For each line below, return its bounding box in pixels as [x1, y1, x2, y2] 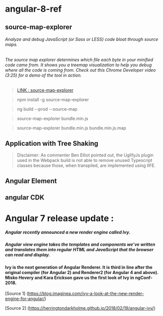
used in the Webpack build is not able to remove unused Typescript [17, 158, 152, 163]
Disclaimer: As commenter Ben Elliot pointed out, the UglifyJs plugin [17, 152, 154, 158]
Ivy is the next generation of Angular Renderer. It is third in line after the [5, 264, 153, 270]
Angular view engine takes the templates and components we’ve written [5, 241, 156, 247]
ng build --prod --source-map [17, 106, 78, 112]
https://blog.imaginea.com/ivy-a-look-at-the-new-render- [28, 291, 145, 296]
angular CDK [5, 193, 45, 201]
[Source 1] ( [5, 291, 28, 296]
